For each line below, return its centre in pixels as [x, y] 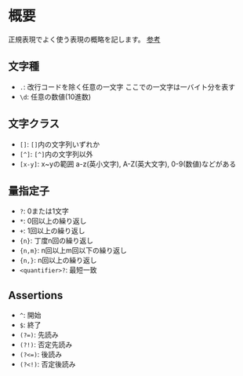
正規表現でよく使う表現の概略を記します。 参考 [84, 39]
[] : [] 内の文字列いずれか [60, 144]
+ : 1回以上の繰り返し [52, 231]
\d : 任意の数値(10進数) [55, 97]
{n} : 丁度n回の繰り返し [56, 241]
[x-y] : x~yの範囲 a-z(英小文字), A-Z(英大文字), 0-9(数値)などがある [128, 164]
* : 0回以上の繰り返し [53, 221]
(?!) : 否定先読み [46, 345]
